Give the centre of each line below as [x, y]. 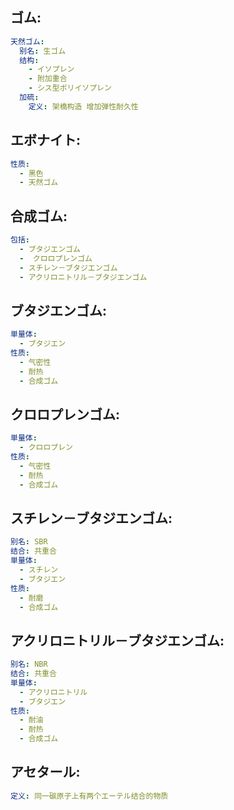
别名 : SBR [29, 542]
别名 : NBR [29, 664]
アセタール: [45, 772]
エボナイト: [46, 140]
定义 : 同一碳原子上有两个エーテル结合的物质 [89, 796]
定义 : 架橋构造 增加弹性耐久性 [83, 106]
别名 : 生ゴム [43, 51]
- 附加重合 [48, 79]
